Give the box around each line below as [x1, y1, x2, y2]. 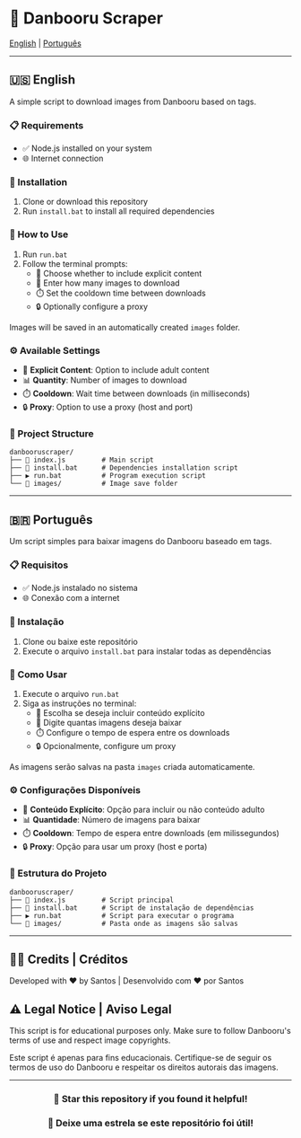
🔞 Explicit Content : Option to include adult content [21, 364, 210, 375]
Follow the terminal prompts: [21, 258, 128, 269]
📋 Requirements [9, 119, 84, 131]
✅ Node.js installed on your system [21, 143, 152, 154]
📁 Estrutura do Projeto [9, 867, 107, 879]
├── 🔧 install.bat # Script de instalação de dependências [9, 903, 254, 913]
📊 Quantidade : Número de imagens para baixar [21, 815, 201, 825]
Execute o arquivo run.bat [21, 688, 120, 699]
